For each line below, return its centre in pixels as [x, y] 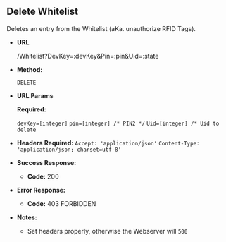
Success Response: [46, 162]
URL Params [35, 95]
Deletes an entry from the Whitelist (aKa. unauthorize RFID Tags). [101, 28]
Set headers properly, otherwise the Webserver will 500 [107, 231]
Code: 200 [43, 176]
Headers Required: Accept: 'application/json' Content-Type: [108, 143]
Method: [30, 69]
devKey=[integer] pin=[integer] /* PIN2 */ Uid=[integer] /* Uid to [118, 123]
